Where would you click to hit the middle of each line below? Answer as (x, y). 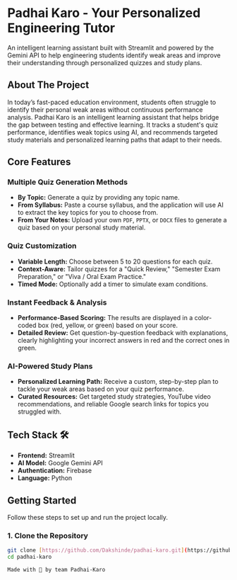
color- (203, 318)
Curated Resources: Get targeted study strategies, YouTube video (114, 397)
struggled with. (39, 411)
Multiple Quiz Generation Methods (68, 182)
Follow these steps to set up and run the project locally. (87, 517)
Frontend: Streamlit (46, 455)
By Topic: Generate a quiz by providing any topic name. (98, 198)
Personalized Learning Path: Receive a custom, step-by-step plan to (118, 382)
